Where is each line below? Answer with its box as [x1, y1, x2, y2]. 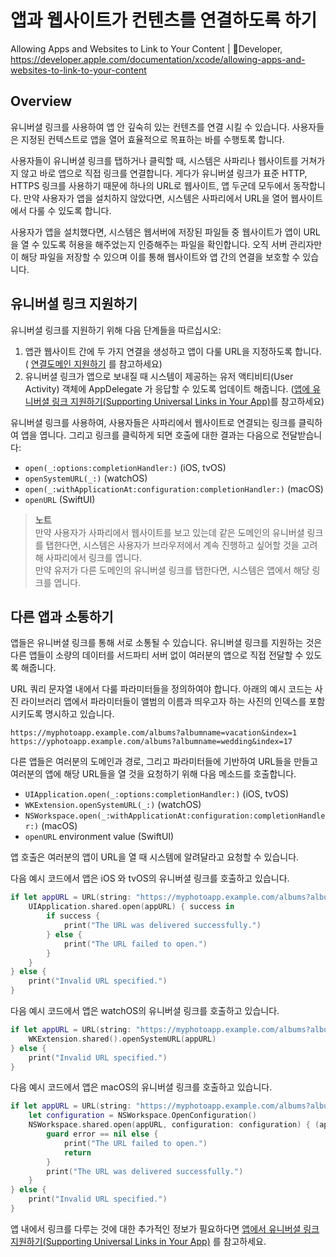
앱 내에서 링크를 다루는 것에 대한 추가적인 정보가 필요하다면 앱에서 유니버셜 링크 [10, 1222, 320, 1235]
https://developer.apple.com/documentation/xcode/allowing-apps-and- [10, 53, 306, 65]
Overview [10, 93, 73, 110]
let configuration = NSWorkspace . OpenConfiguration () [28, 1111, 257, 1121]
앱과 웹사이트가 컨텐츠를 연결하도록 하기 [10, 9, 318, 32]
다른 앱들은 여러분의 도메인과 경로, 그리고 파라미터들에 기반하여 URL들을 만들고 [10, 756, 318, 768]
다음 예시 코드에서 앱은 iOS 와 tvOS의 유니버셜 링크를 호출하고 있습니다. [10, 872, 290, 885]
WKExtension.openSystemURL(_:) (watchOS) [24, 799, 202, 811]
